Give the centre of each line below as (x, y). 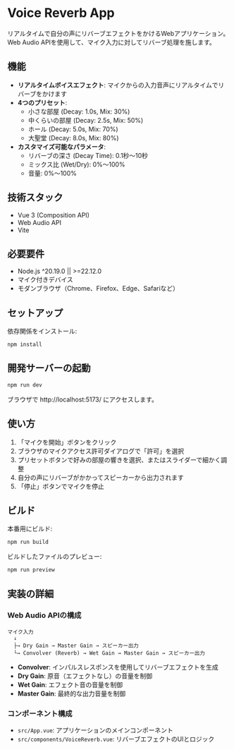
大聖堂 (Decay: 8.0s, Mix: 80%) (73, 138)
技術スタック (35, 198)
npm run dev (25, 385)
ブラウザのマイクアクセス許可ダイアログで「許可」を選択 (101, 451)
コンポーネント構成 (40, 713)
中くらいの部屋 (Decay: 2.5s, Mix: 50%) (86, 120)
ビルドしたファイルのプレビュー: (55, 557)
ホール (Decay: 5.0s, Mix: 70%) (73, 129)
